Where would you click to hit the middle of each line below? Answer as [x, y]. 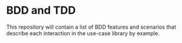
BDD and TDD [41, 10]
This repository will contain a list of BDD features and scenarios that [91, 27]
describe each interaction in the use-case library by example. [83, 33]
